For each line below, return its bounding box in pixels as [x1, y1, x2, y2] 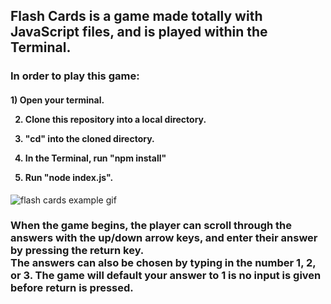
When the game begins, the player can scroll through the [10, 219, 293, 233]
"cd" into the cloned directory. [24, 132, 155, 144]
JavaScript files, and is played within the [10, 24, 268, 41]
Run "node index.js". [24, 171, 114, 183]
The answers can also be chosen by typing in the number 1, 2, [10, 256, 317, 270]
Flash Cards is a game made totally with [10, 8, 263, 25]
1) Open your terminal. [10, 94, 105, 106]
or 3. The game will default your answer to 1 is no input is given [10, 269, 322, 283]
